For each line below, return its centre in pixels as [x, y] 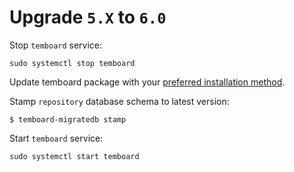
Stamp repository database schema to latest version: [119, 101]
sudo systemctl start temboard [74, 156]
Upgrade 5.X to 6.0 [88, 17]
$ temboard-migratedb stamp [68, 119]
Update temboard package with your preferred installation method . [147, 82]
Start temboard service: [56, 138]
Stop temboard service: [56, 45]
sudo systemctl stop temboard [72, 63]
